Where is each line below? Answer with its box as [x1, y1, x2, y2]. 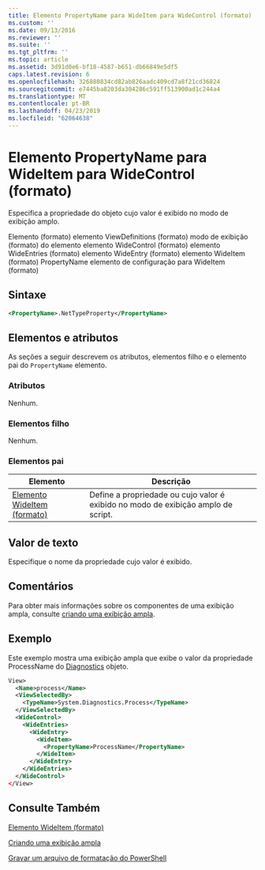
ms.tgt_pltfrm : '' [8, 48, 69, 56]
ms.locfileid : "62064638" [8, 115, 93, 122]
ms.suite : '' [8, 41, 51, 49]
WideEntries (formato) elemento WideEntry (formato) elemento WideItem [8, 248, 246, 258]
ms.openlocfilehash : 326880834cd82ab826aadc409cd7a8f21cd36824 [8, 77, 221, 85]
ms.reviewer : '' [8, 33, 62, 42]
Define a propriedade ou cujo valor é [89, 489, 225, 500]
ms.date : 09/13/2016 [8, 26, 77, 34]
